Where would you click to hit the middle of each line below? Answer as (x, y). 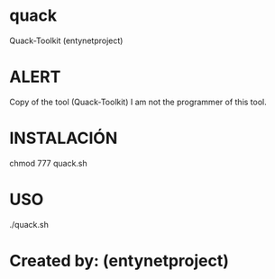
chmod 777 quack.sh (48, 163)
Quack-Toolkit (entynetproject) (66, 40)
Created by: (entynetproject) (119, 261)
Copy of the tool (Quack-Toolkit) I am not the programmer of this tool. (138, 102)
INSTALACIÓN (64, 138)
